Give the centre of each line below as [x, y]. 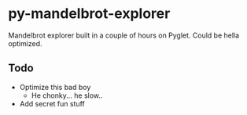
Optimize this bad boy [55, 87]
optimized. [25, 43]
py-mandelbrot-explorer [89, 14]
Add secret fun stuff [52, 103]
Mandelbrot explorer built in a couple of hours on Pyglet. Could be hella [124, 35]
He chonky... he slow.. [67, 95]
